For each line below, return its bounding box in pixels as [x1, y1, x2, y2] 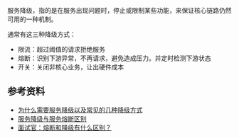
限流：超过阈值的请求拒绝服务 [17, 45, 105, 53]
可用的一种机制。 [7, 15, 58, 23]
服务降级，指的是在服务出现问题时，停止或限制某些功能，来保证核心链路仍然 [7, 6, 232, 14]
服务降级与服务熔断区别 [17, 114, 87, 122]
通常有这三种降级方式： [7, 30, 76, 38]
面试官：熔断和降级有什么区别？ [17, 123, 112, 132]
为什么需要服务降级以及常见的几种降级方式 [17, 105, 143, 114]
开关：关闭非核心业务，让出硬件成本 [17, 63, 124, 71]
